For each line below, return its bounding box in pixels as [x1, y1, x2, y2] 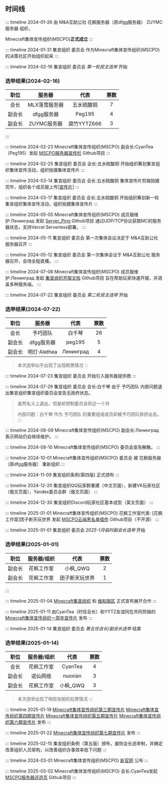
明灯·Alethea [27, 349, 57, 356]
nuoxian [62, 672, 81, 679]
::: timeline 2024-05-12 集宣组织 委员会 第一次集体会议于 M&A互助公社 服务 [5, 252, 160, 258]
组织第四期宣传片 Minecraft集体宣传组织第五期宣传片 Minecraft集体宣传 [9, 713, 156, 719]
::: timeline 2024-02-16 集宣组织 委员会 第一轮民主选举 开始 [5, 63, 127, 69]
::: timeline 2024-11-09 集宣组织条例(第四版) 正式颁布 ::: [5, 472, 119, 478]
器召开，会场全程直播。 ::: [5, 258, 59, 264]
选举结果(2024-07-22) [5, 306, 61, 313]
